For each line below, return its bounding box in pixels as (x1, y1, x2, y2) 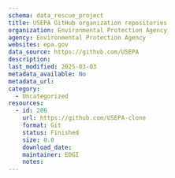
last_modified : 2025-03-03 (8, 63, 97, 71)
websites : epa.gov (8, 41, 69, 49)
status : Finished (22, 128, 80, 136)
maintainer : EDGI (22, 150, 80, 158)
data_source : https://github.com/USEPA (8, 48, 140, 56)
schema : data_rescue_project (8, 11, 104, 20)
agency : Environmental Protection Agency (8, 33, 147, 42)
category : (8, 84, 41, 93)
